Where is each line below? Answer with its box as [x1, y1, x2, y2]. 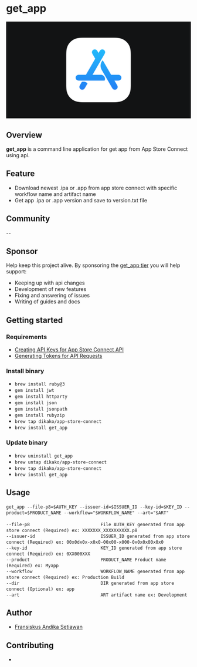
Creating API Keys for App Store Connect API [14, 346, 124, 353]
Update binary [6, 439, 48, 447]
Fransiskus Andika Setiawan [14, 624, 83, 631]
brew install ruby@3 [14, 381, 65, 387]
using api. [6, 152, 30, 159]
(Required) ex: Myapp [6, 563, 59, 568]
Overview [6, 130, 43, 140]
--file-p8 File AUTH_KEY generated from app [6, 522, 185, 527]
